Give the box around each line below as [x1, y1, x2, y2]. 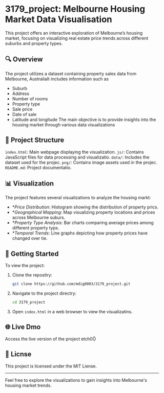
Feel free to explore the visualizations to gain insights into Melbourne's [5, 377, 147, 383]
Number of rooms [12, 95, 48, 101]
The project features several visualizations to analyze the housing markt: [5, 195, 151, 201]
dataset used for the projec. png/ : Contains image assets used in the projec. [5, 159, 158, 165]
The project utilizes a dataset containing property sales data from [5, 70, 137, 76]
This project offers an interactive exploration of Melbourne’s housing [5, 30, 143, 36]
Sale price [12, 106, 33, 112]
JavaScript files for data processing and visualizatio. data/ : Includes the [5, 154, 150, 160]
